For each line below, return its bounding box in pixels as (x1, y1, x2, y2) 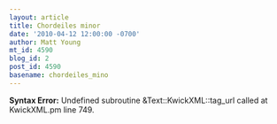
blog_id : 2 (9, 54, 50, 63)
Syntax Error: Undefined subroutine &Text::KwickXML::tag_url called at (9, 95, 268, 105)
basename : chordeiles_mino (9, 71, 109, 80)
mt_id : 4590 (9, 46, 53, 55)
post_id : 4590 (9, 63, 62, 72)
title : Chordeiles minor (9, 21, 101, 30)
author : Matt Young (9, 37, 81, 47)
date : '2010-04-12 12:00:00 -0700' (9, 29, 141, 38)
